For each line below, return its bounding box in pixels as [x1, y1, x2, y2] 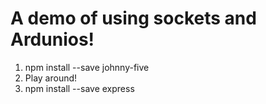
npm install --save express [24, 82, 135, 94]
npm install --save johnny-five [24, 61, 150, 73]
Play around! [24, 72, 78, 84]
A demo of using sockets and [10, 7, 257, 30]
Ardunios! [10, 28, 95, 51]
